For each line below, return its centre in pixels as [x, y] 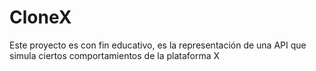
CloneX [40, 17]
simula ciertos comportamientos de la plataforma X [115, 55]
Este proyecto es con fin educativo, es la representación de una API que [158, 45]
